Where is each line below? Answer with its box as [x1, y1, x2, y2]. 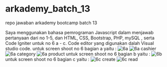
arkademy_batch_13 [5, 3, 90, 15]
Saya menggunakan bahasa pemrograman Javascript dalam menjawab [5, 29, 154, 35]
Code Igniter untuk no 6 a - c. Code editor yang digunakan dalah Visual [5, 40, 154, 46]
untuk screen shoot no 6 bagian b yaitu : [65, 51, 151, 57]
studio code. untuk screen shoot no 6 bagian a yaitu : [5, 45, 117, 51]
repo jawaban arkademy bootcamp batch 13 [5, 20, 97, 26]
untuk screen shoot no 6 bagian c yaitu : [5, 56, 90, 62]
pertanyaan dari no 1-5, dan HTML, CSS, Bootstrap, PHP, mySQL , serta [5, 35, 155, 41]
